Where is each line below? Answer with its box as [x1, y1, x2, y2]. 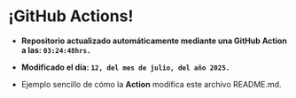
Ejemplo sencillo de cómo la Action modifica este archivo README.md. [20, 79, 282, 89]
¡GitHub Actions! [8, 6, 134, 26]
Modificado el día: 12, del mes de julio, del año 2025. [20, 62, 230, 72]
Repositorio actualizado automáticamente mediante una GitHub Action [20, 35, 287, 46]
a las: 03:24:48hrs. [20, 44, 91, 55]
